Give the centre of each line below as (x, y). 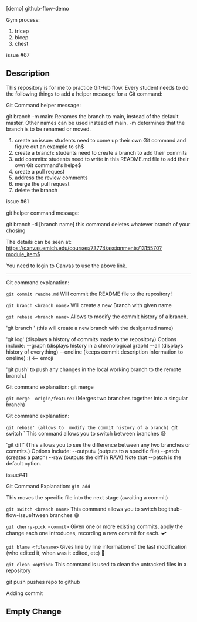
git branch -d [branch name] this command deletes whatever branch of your (98, 224)
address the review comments (51, 178)
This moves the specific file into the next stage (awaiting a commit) (87, 497)
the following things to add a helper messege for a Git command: (84, 94)
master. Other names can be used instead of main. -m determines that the (96, 123)
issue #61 (18, 201)
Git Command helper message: (43, 105)
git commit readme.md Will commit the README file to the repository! (89, 294)
